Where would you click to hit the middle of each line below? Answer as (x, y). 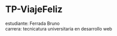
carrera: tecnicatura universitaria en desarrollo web (59, 28)
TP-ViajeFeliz (34, 9)
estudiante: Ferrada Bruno (32, 23)
